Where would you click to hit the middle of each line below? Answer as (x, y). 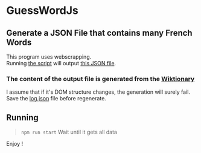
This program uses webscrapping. (49, 57)
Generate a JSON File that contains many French (99, 33)
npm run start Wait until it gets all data (69, 132)
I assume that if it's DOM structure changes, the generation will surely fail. (98, 92)
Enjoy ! (15, 144)
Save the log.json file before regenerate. (56, 99)
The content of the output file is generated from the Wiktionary (101, 79)
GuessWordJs (42, 11)
